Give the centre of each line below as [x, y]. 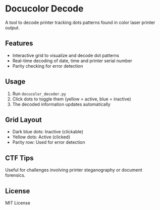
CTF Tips [19, 158]
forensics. [15, 175]
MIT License [18, 203]
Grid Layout [24, 120]
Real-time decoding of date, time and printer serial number [72, 61]
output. [12, 27]
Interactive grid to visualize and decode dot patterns [66, 55]
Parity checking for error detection [48, 66]
